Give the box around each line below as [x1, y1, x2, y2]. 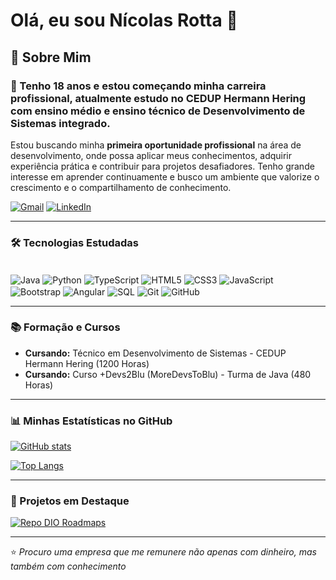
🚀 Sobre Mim [10, 49, 92, 66]
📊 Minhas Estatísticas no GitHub [10, 414, 173, 428]
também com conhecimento [10, 560, 127, 573]
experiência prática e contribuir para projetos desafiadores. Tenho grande [10, 160, 315, 172]
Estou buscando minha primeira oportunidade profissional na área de [10, 139, 302, 151]
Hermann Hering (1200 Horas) [24, 357, 150, 369]
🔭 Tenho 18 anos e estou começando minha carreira [10, 79, 267, 93]
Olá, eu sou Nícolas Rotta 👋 [10, 9, 238, 32]
